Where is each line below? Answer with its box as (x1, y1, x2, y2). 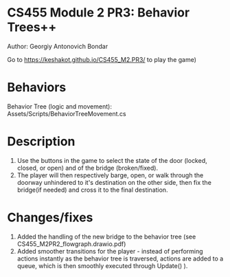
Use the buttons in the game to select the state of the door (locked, (16, 156, 207, 164)
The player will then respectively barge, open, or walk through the (16, 170, 204, 179)
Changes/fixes (7, 210, 93, 225)
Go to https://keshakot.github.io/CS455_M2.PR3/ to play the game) (7, 55, 197, 63)
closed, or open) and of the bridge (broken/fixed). (16, 164, 159, 172)
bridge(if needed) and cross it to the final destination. (16, 186, 168, 194)
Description (7, 134, 76, 149)
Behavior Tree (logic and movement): (7, 102, 112, 111)
